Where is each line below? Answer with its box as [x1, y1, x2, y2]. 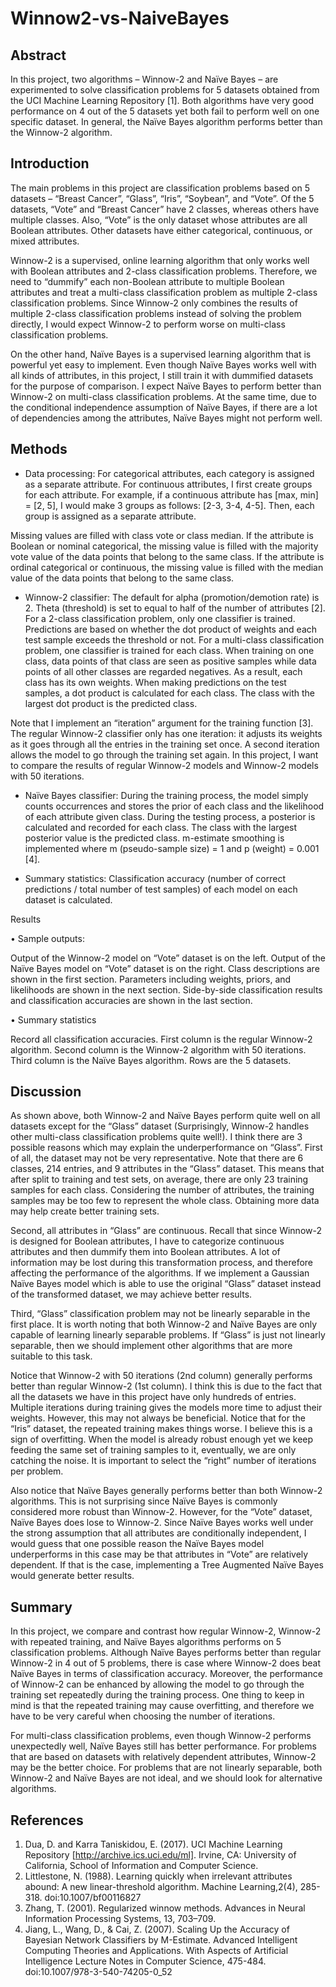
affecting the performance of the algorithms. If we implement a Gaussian [10, 1267, 310, 1279]
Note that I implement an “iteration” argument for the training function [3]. [10, 717, 314, 729]
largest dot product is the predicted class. [24, 697, 198, 709]
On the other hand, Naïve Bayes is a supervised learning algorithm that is [10, 348, 312, 360]
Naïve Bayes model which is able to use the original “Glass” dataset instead [10, 1278, 322, 1290]
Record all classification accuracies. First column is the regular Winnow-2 [10, 1033, 313, 1045]
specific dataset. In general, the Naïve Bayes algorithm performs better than [10, 116, 323, 127]
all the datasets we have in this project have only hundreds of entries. [10, 1391, 297, 1403]
